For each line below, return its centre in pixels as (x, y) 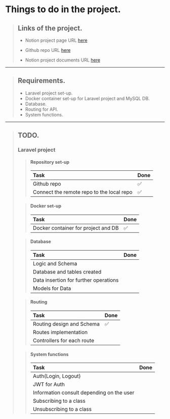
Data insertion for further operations (76, 280)
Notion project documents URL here (62, 60)
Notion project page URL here (56, 40)
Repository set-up (50, 162)
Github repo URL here (48, 50)
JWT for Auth (49, 384)
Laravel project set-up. (49, 93)
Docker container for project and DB (76, 228)
